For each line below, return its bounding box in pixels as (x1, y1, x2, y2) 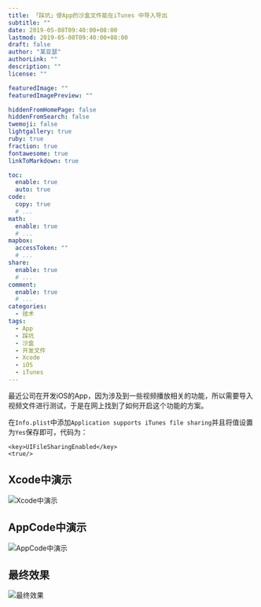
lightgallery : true (8, 127, 72, 136)
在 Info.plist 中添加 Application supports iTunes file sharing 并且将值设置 (8, 418, 253, 427)
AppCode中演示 (8, 521, 87, 535)
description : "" (8, 63, 61, 71)
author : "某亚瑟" (8, 48, 61, 56)
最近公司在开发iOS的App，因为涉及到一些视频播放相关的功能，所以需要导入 (8, 391, 253, 400)
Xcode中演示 (8, 473, 72, 487)
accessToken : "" (15, 245, 68, 252)
